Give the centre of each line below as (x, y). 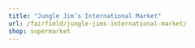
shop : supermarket (39, 31)
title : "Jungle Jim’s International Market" (85, 16)
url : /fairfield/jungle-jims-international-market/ (97, 24)
